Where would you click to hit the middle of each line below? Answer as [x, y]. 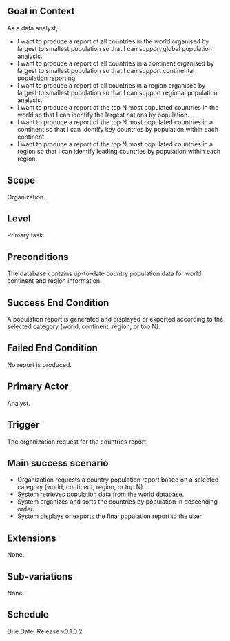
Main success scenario [58, 463]
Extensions [32, 538]
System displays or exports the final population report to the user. [110, 516]
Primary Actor [38, 387]
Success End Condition [58, 303]
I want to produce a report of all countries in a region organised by [111, 85]
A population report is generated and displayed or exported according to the [115, 319]
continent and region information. [54, 281]
